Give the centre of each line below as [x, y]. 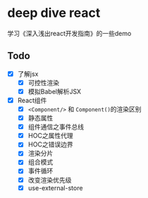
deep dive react [54, 13]
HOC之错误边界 [50, 144]
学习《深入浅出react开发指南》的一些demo [69, 33]
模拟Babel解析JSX [55, 91]
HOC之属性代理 [50, 136]
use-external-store [55, 187]
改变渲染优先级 [50, 180]
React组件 [32, 100]
